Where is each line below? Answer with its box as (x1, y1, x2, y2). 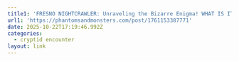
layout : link (7, 43, 46, 50)
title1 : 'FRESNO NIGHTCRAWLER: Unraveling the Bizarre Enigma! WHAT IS (7, 10, 224, 18)
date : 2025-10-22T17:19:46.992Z (7, 23, 103, 30)
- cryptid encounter (14, 36, 75, 43)
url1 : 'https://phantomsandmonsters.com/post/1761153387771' (7, 17, 193, 24)
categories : (7, 29, 43, 37)
